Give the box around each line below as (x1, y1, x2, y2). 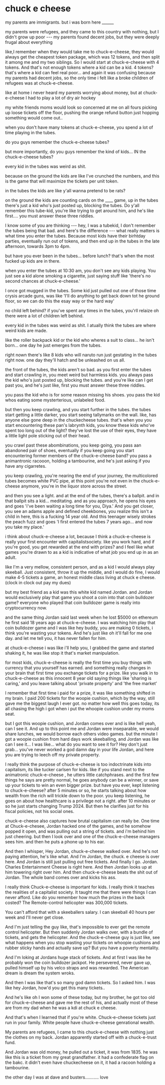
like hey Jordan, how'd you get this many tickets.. (5, 985, 106, 991)
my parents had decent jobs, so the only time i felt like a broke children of (5, 75, 154, 81)
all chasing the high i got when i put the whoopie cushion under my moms (5, 705, 155, 711)
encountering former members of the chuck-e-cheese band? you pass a (5, 452, 152, 458)
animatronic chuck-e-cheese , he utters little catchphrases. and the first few (5, 772, 159, 778)
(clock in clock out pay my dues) (5, 579, 71, 585)
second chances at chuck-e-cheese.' (5, 278, 81, 284)
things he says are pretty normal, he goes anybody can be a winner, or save (5, 777, 159, 783)
